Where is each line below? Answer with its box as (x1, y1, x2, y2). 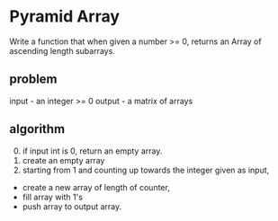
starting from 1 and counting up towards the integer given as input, (22, 164, 270, 175)
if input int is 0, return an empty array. (22, 146, 163, 156)
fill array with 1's (22, 191, 84, 202)
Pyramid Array (9, 6, 120, 27)
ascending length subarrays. (9, 45, 115, 56)
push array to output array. (22, 200, 122, 212)
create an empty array (22, 155, 105, 165)
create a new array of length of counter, (22, 181, 171, 192)
